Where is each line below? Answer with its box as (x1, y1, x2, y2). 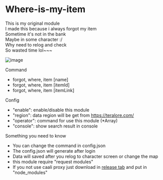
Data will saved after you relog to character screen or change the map (12, 153, 158, 159)
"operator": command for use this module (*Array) (12, 117, 118, 123)
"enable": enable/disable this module (12, 107, 90, 113)
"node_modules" (12, 169, 48, 175)
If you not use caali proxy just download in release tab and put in (12, 164, 147, 170)
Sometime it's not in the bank (5, 31, 66, 37)
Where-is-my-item (5, 4, 86, 15)
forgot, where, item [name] (12, 76, 69, 82)
